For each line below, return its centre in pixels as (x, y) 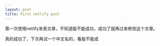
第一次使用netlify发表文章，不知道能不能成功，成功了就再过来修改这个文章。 (81, 28)
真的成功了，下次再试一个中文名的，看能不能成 (52, 39)
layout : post (18, 9)
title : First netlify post (32, 14)
